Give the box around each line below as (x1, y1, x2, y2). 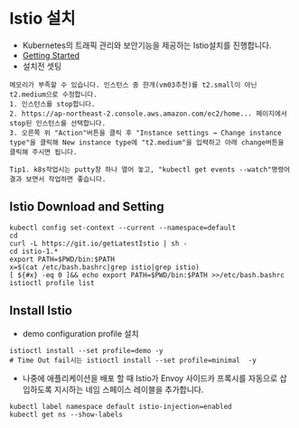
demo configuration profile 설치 (22, 328, 139, 339)
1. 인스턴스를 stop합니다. (9, 99, 96, 108)
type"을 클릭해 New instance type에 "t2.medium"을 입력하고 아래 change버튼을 (9, 137, 285, 147)
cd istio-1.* (9, 247, 59, 256)
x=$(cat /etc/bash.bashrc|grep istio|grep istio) (9, 263, 201, 272)
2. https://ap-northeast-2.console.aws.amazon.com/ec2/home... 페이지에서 (9, 109, 287, 118)
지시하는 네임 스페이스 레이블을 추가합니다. (53, 384, 204, 395)
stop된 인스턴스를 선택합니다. (9, 118, 107, 127)
